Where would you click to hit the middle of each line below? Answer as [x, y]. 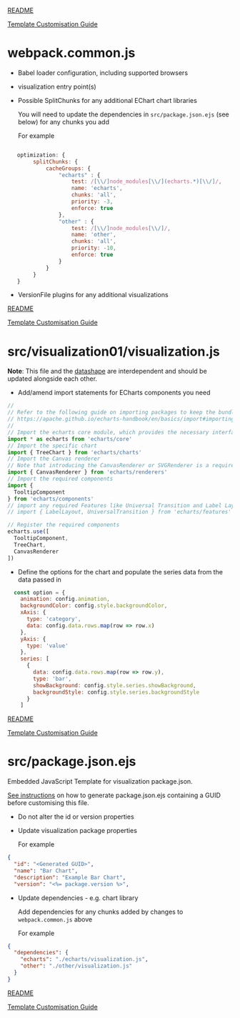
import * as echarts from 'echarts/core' [70, 439]
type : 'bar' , [52, 679]
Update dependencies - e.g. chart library [78, 898]
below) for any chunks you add [63, 121]
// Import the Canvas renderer [54, 459]
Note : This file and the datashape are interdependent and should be [107, 371]
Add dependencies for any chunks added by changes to [100, 912]
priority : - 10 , [94, 248]
